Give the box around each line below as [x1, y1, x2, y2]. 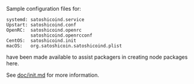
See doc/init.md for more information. [6, 71, 99, 79]
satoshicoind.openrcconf [30, 32, 93, 38]
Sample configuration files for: [6, 5, 81, 12]
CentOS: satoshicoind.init [6, 38, 77, 44]
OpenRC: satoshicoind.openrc [6, 27, 82, 33]
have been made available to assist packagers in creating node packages [6, 53, 188, 61]
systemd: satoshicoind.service [6, 17, 85, 23]
